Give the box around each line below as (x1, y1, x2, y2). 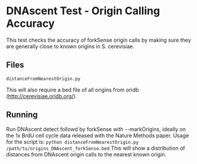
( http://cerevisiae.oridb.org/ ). (6, 92, 77, 99)
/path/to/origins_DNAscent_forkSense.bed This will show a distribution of (6, 144, 185, 152)
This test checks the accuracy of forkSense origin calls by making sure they (6, 36, 191, 43)
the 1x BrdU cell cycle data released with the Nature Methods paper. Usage (6, 132, 189, 139)
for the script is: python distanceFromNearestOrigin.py (6, 138, 139, 145)
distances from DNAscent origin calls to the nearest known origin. (6, 150, 167, 158)
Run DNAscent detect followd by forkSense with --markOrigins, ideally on (6, 125, 186, 133)
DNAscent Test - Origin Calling (6, 4, 160, 18)
